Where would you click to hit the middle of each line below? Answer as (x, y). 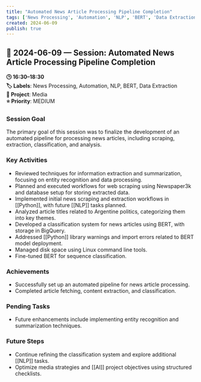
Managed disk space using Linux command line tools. (81, 250)
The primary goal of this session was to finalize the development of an (93, 132)
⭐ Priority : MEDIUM (31, 101)
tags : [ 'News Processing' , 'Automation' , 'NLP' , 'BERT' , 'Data (87, 17)
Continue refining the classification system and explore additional (95, 354)
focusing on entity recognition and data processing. (78, 180)
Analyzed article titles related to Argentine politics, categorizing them (100, 211)
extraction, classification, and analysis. (54, 145)
